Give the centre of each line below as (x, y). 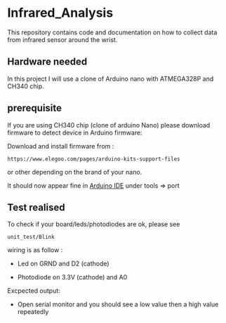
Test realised (36, 207)
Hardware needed (47, 62)
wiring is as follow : (35, 250)
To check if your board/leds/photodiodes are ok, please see (94, 224)
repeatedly (33, 312)
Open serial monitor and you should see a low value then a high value (118, 304)
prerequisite (34, 108)
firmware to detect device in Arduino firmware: (75, 132)
